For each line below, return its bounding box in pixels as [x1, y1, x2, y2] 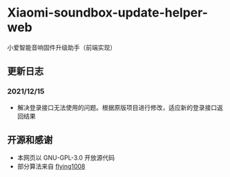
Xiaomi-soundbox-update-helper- [7, 5, 209, 21]
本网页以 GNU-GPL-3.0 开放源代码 [17, 153, 115, 162]
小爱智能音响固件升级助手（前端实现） [7, 43, 116, 51]
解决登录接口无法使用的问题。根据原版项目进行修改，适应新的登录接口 [17, 103, 218, 111]
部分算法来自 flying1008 [17, 162, 86, 171]
